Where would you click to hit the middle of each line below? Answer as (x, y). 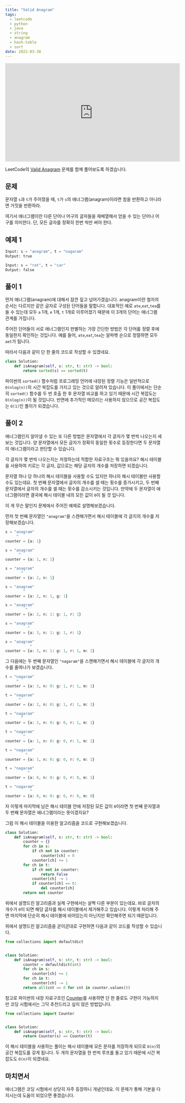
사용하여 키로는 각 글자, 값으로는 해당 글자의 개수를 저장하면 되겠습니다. (79, 466)
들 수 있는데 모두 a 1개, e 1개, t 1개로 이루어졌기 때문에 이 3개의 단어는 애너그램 (81, 312)
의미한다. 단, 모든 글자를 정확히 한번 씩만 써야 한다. (63, 222)
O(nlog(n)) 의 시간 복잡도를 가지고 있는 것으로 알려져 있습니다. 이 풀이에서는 (79, 387)
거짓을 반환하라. (26, 206)
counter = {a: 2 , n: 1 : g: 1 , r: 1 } (43, 614)
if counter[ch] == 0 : (54, 884)
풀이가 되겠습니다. (42, 406)
